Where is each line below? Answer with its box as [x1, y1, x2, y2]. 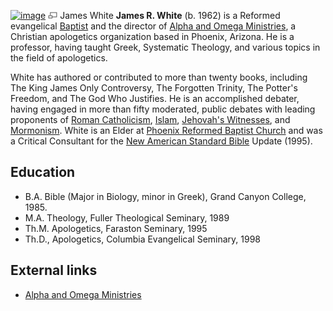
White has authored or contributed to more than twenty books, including [10, 71, 308, 83]
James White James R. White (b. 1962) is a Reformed [59, 10, 281, 21]
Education [10, 164, 76, 181]
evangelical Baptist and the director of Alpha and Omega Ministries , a [10, 20, 297, 32]
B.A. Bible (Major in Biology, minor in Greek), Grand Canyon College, [24, 190, 307, 202]
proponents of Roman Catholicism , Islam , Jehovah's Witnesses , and [10, 114, 291, 125]
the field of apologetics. [10, 52, 108, 64]
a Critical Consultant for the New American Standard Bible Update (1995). [10, 135, 313, 147]
